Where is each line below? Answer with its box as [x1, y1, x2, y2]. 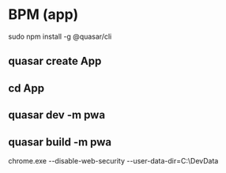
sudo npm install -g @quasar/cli [8, 32, 112, 41]
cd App [8, 81, 45, 95]
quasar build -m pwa [8, 135, 112, 149]
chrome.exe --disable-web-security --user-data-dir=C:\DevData [8, 156, 219, 165]
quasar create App [8, 55, 102, 68]
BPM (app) [8, 6, 79, 24]
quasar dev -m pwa [8, 108, 105, 122]
